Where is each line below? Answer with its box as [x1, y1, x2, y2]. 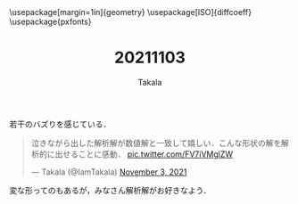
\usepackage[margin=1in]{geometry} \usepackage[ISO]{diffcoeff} [9, 7, 252, 17]
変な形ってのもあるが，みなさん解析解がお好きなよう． [9, 184, 211, 195]
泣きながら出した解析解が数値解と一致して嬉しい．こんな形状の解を [30, 137, 282, 148]
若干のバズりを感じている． [9, 118, 112, 129]
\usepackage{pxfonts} [9, 16, 92, 27]
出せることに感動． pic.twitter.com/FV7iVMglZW [54, 149, 234, 159]
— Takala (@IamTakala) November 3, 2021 [30, 167, 187, 177]
